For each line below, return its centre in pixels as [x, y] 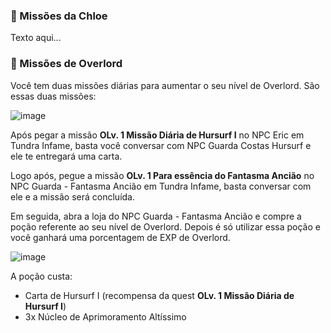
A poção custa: [41, 276]
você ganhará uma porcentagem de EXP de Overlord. [120, 237]
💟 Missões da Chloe [59, 16]
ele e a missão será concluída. [72, 196]
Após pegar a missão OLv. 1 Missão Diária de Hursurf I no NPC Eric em [157, 135]
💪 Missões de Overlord [66, 64]
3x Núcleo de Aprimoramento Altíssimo [105, 316]
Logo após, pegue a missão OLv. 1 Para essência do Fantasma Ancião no [162, 175]
